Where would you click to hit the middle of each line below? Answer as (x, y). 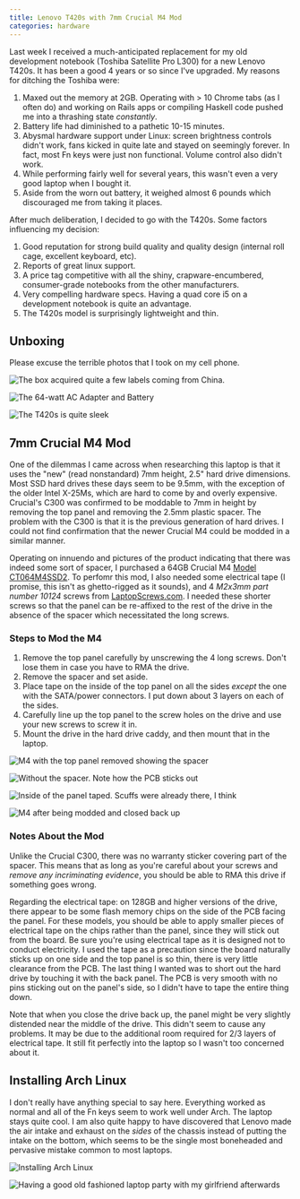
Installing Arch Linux (68, 1081)
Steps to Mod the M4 (56, 639)
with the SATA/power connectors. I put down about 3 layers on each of (153, 696)
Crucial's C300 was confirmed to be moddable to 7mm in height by (133, 503)
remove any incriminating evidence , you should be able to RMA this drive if (148, 875)
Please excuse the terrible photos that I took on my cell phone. (124, 363)
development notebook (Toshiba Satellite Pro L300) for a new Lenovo (137, 61)
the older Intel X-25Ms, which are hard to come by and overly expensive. (143, 493)
